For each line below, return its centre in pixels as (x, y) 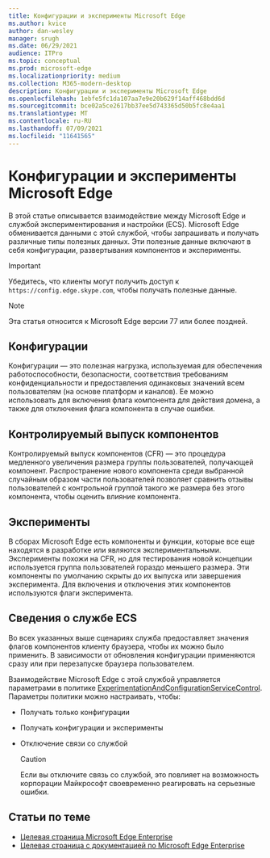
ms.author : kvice (37, 23)
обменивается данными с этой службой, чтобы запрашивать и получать (134, 233)
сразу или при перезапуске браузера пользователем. (102, 663)
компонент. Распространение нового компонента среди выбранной (126, 471)
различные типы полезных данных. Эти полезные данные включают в (130, 241)
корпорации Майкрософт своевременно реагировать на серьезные (137, 783)
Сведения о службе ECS (73, 618)
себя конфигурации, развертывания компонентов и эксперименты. (125, 250)
